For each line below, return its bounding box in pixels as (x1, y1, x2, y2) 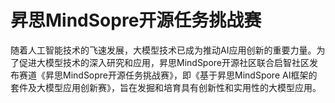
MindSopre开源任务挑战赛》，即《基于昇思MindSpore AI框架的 (62, 69, 318, 81)
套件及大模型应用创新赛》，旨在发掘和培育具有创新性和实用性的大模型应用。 (10, 81, 322, 93)
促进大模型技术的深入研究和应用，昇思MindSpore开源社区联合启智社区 (18, 56, 310, 68)
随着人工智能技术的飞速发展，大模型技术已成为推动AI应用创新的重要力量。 (10, 44, 317, 56)
